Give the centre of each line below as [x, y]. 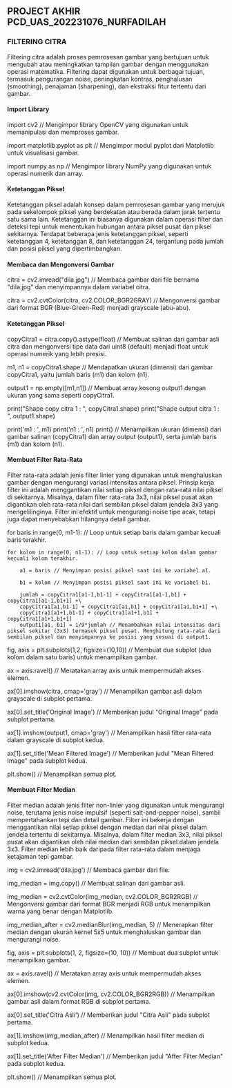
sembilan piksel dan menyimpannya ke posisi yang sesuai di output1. [109, 637]
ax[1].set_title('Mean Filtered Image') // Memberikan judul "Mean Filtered [110, 753]
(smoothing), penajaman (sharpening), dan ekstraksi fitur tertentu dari [107, 86]
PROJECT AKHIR [44, 11]
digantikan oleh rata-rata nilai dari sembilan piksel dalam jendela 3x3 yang [113, 504]
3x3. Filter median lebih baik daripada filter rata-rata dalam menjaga [104, 849]
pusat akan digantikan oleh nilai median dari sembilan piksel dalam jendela [113, 842]
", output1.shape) [31, 416]
